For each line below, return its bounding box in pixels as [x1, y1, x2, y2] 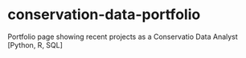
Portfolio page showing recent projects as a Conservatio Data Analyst [7, 32, 238, 41]
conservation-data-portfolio [7, 6, 201, 24]
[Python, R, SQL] [7, 40, 64, 49]
